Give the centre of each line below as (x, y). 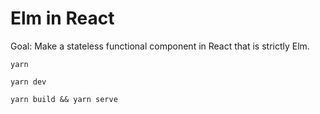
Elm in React (62, 18)
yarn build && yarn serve (64, 99)
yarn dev (28, 82)
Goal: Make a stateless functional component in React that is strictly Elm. (160, 46)
